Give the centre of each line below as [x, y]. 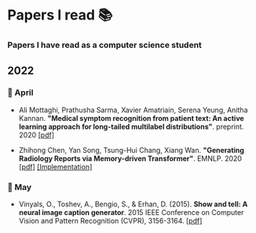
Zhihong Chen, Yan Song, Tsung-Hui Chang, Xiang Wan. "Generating [132, 150]
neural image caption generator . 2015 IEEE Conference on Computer [131, 213]
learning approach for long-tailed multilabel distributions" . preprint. [131, 126]
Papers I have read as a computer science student [104, 46]
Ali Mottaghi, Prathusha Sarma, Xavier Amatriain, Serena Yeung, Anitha [133, 110]
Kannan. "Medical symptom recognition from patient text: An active [131, 118]
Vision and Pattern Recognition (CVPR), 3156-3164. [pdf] [110, 221]
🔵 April [20, 93]
